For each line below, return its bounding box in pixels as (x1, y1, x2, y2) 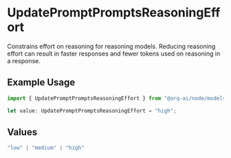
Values (7, 126, 38, 138)
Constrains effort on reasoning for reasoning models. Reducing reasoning (7, 42, 216, 50)
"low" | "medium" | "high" (7, 144, 85, 152)
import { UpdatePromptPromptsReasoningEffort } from (7, 95, 162, 102)
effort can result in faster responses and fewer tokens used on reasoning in (7, 49, 221, 58)
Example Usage (7, 77, 76, 89)
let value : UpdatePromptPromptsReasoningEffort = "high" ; (7, 107, 177, 114)
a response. (7, 56, 41, 65)
